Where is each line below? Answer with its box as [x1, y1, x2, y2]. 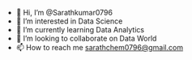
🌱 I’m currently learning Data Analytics [15, 25, 144, 34]
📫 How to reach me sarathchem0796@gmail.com [15, 43, 184, 52]
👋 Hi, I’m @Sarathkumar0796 [15, 8, 113, 17]
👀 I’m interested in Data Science [15, 16, 123, 26]
